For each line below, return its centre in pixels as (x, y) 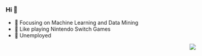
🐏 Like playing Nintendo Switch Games (62, 29)
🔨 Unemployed (33, 36)
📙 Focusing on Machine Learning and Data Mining (76, 23)
